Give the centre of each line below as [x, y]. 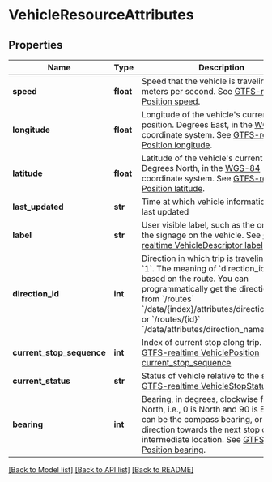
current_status [42, 381]
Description [221, 68]
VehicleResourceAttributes [101, 15]
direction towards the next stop [201, 429]
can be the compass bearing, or [202, 419]
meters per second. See [187, 91]
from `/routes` [168, 299]
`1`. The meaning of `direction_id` [205, 269]
